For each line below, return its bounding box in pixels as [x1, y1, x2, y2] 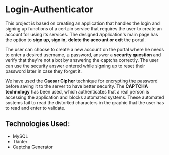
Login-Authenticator [5, 4, 94, 15]
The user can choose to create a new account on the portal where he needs [5, 46, 164, 52]
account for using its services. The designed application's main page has [5, 31, 158, 37]
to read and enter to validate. [5, 105, 66, 111]
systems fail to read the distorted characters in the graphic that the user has [5, 99, 164, 105]
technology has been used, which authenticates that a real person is [5, 88, 150, 95]
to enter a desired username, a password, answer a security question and [5, 52, 161, 58]
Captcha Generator [12, 144, 53, 150]
